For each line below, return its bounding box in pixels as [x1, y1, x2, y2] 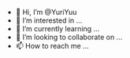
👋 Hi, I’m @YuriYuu [15, 8, 77, 16]
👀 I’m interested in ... [15, 16, 83, 25]
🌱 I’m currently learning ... [15, 24, 100, 33]
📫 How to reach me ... [15, 42, 89, 50]
